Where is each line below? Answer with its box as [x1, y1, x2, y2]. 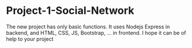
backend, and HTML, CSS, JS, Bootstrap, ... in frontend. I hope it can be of [6, 29, 187, 36]
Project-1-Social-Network [6, 4, 134, 17]
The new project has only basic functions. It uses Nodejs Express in [6, 23, 170, 30]
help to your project [6, 35, 54, 42]
